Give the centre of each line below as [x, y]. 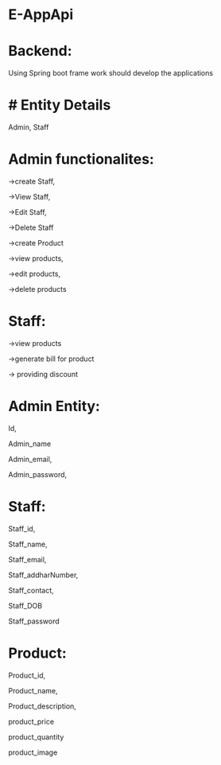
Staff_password [34, 621]
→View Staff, [29, 197]
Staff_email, [27, 559]
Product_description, [43, 706]
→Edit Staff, [27, 212]
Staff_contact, [31, 590]
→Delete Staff [31, 227]
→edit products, [35, 274]
